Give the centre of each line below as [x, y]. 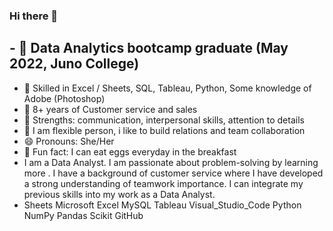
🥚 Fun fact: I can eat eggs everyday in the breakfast [130, 151]
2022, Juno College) [74, 64]
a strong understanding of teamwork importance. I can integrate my [163, 183]
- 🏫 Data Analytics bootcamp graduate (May [149, 48]
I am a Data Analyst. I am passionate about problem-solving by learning [171, 162]
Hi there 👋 [34, 16]
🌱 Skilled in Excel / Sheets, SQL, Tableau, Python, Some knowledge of [167, 88]
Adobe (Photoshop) [64, 98]
